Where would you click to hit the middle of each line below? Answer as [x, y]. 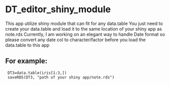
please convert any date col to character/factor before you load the [76, 40]
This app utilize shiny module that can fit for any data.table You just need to [84, 23]
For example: [26, 61]
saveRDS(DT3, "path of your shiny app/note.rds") [61, 77]
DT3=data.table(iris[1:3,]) [37, 73]
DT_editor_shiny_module [58, 9]
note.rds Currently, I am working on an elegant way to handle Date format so [85, 34]
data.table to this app [27, 45]
